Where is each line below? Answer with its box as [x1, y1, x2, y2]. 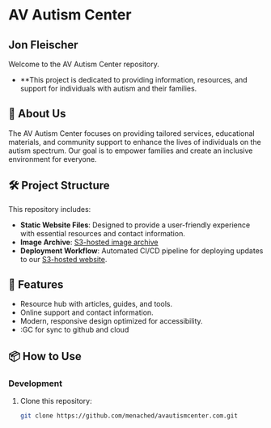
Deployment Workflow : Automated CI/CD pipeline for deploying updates [19, 245, 264, 256]
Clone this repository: [19, 396, 92, 406]
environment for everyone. [8, 154, 97, 163]
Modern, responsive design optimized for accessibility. [19, 316, 204, 326]
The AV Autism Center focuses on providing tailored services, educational [8, 128, 255, 138]
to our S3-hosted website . [19, 254, 108, 264]
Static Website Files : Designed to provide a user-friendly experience [19, 220, 251, 230]
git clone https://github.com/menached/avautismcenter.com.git [19, 412, 239, 420]
